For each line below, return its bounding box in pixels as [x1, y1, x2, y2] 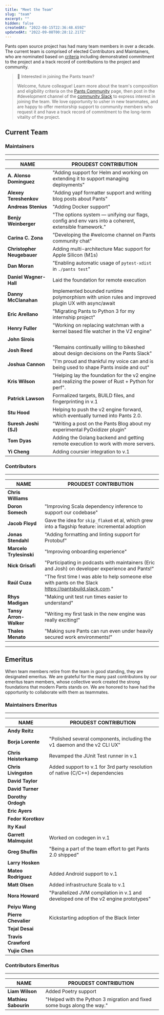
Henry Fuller [7, 324, 37, 331]
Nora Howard [7, 892, 39, 899]
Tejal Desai [7, 926, 34, 932]
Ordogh [7, 799, 26, 806]
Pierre [7, 911, 22, 918]
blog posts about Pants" [52, 195, 108, 202]
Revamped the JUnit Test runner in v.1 [49, 753, 138, 759]
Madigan [7, 599, 28, 606]
